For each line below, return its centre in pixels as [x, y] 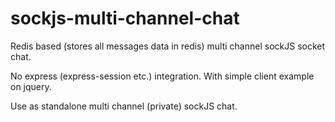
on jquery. [31, 86]
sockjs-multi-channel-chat [125, 18]
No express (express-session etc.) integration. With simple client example [162, 76]
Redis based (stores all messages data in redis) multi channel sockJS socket [168, 46]
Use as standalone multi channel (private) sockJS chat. [124, 106]
